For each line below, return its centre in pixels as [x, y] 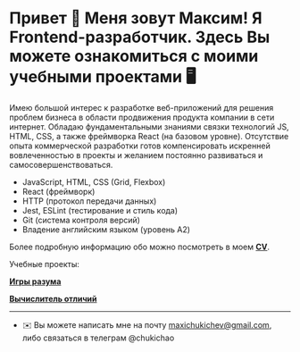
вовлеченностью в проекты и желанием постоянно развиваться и [136, 155]
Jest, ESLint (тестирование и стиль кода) [100, 210]
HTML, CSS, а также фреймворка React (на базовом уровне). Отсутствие [149, 136]
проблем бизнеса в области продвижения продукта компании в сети [142, 117]
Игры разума [35, 281]
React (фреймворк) [58, 191]
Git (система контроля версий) [81, 220]
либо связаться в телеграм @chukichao [98, 338]
